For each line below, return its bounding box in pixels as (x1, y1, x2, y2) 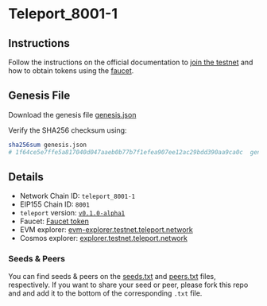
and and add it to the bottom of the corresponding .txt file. (8, 288, 203, 298)
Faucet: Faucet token (19, 216, 89, 227)
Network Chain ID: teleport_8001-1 (19, 192, 136, 201)
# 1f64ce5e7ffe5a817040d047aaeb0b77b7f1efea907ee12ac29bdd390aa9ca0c (8, 148, 244, 156)
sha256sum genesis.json (8, 141, 87, 149)
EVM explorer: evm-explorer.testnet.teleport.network (19, 225, 193, 234)
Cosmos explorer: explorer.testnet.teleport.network (19, 234, 188, 243)
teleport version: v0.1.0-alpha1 (19, 208, 126, 218)
